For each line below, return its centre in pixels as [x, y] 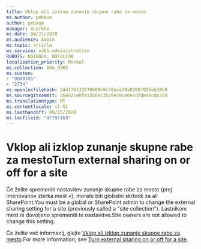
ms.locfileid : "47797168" [38, 118]
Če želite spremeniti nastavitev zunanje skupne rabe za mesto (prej [89, 190]
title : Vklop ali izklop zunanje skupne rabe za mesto [76, 12]
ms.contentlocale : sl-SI [37, 106]
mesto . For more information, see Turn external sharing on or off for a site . [97, 239]
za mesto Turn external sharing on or [98, 160]
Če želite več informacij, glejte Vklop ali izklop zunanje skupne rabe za [93, 233]
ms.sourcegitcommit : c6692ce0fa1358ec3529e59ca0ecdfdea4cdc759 [87, 95]
